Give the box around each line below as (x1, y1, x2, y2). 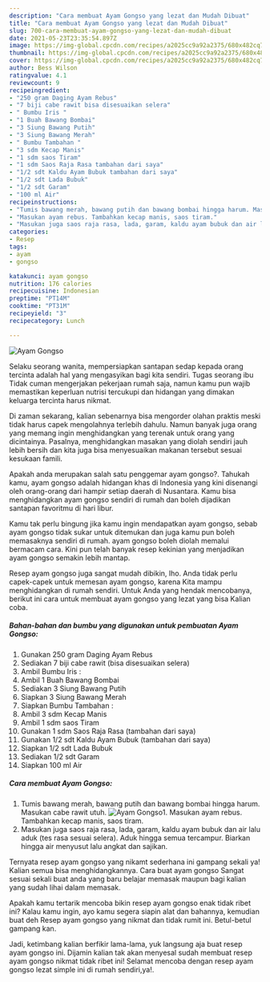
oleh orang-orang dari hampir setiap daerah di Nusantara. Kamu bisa (9, 486, 236, 495)
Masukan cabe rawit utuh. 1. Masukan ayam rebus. (20, 807, 243, 817)
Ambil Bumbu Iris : (20, 666, 82, 676)
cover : (9, 57, 31, 65)
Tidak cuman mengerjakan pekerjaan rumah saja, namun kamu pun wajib (9, 378, 251, 388)
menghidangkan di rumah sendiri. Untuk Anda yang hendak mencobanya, (9, 585, 252, 595)
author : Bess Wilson (9, 64, 79, 72)
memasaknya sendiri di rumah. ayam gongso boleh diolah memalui (9, 535, 229, 545)
